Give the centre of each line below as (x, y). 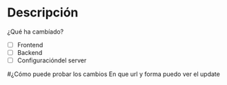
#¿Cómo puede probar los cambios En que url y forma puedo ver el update (114, 74)
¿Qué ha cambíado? (36, 32)
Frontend (30, 45)
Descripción (43, 13)
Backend (30, 52)
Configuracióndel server (52, 60)
